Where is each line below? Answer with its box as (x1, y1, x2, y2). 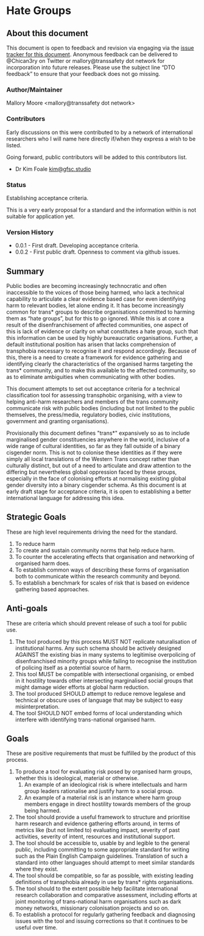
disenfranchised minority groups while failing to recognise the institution (15, 657, 197, 665)
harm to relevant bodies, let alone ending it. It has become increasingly (6, 302, 185, 309)
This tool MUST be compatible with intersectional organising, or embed (15, 670, 194, 677)
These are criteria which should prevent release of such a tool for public (6, 619, 188, 627)
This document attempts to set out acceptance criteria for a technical (6, 385, 180, 392)
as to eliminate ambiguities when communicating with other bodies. (6, 374, 175, 380)
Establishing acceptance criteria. (6, 194, 89, 202)
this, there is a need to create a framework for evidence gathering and (6, 354, 183, 361)
